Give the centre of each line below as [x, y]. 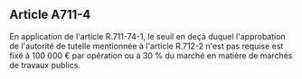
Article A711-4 [50, 15]
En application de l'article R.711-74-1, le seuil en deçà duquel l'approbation [148, 36]
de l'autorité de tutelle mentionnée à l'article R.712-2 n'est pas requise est [146, 46]
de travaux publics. [45, 65]
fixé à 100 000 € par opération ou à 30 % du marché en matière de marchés [151, 55]
